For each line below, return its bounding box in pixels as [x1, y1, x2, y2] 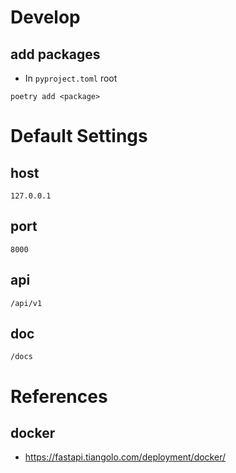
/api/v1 [10, 298, 43, 308]
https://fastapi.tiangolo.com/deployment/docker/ [24, 451, 226, 463]
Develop [10, 6, 81, 29]
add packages [10, 46, 101, 63]
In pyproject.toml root [24, 72, 118, 84]
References [10, 385, 108, 408]
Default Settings [10, 125, 148, 148]
